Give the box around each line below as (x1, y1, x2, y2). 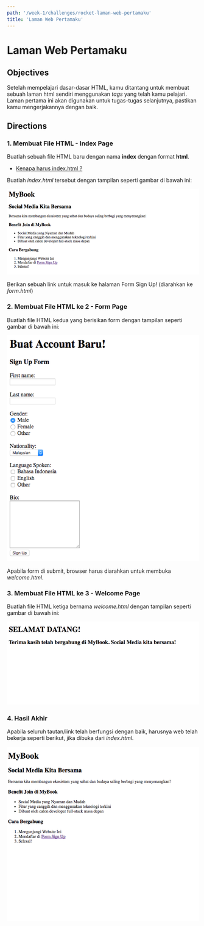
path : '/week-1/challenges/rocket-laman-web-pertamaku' (7, 10, 152, 16)
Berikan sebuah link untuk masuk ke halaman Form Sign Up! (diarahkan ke (7, 281, 194, 288)
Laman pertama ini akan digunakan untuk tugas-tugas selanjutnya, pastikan (7, 96, 197, 104)
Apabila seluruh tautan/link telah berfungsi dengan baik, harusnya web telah (7, 728, 199, 735)
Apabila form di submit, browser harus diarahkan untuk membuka (7, 567, 171, 575)
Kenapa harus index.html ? (15, 165, 83, 172)
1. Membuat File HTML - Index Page (7, 139, 113, 148)
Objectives (7, 68, 49, 78)
